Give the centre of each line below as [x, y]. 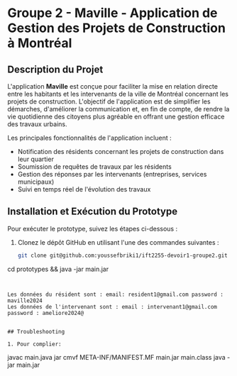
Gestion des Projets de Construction [116, 28]
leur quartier [36, 159]
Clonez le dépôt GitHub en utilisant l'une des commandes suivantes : [118, 242]
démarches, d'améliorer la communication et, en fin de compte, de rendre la [118, 109]
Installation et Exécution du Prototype [93, 212]
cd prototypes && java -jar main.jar [58, 269]
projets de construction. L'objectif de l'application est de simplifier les [109, 101]
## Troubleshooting [36, 331]
